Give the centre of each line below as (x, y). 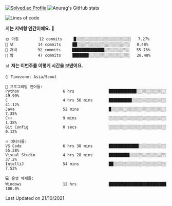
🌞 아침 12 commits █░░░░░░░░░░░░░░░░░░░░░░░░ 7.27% (78, 39)
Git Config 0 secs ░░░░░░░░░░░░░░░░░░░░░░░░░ (86, 127)
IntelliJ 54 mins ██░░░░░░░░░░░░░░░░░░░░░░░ (86, 164)
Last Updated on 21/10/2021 (35, 198)
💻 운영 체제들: (20, 178)
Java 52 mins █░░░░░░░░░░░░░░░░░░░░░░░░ (86, 109)
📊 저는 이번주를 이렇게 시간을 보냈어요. (44, 66)
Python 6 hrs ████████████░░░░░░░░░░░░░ (86, 91)
